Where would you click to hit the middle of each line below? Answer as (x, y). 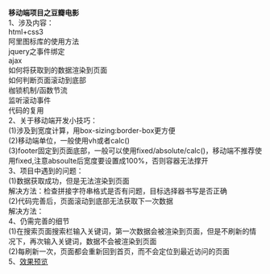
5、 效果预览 (28, 262)
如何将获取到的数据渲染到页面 (58, 70)
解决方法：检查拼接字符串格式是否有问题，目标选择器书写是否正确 (118, 191)
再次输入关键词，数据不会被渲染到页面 (93, 241)
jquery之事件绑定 (37, 51)
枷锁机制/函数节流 (38, 90)
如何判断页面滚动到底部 (47, 80)
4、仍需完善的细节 (39, 221)
